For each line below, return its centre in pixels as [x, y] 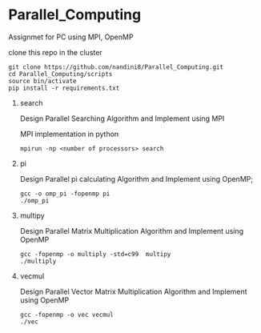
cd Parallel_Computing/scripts [60, 74]
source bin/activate [43, 81]
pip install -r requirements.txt [64, 88]
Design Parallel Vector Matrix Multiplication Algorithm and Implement [133, 291]
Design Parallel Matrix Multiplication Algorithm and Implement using [132, 231]
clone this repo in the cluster [55, 52]
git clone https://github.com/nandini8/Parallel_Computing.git [116, 67]
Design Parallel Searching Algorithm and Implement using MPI [122, 118]
